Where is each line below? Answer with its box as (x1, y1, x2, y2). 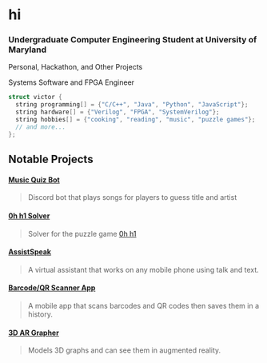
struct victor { (8, 94, 62, 102)
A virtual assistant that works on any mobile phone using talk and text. (27, 265, 260, 274)
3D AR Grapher (8, 328, 60, 337)
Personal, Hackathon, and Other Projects (8, 62, 143, 72)
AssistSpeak (8, 247, 52, 257)
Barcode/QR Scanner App (8, 283, 96, 293)
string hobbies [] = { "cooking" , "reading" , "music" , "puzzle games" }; (15, 116, 256, 124)
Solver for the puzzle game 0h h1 (27, 229, 137, 238)
